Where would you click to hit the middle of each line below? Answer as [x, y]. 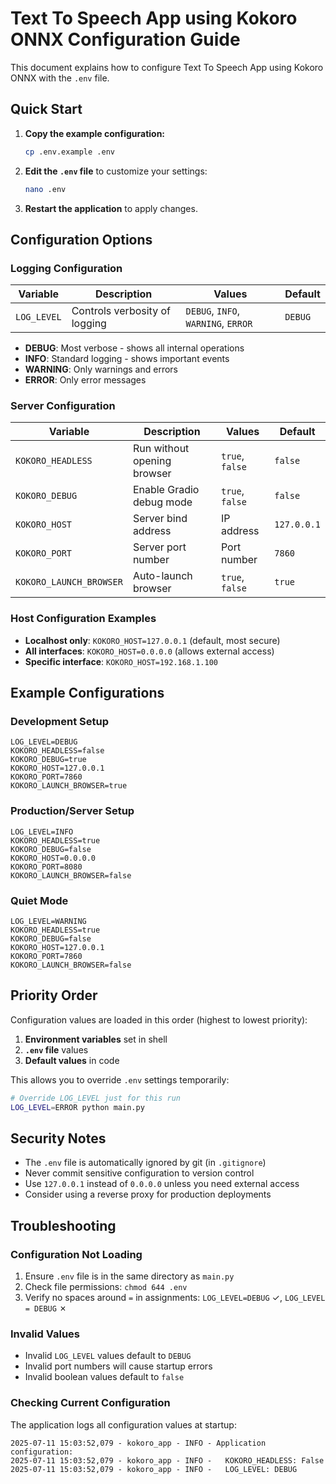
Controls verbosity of [121, 311]
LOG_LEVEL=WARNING [48, 922]
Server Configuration [63, 406]
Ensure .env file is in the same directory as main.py [129, 1276]
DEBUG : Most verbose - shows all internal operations [134, 348]
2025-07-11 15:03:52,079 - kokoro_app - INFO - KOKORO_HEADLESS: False [167, 1460]
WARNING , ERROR [219, 324]
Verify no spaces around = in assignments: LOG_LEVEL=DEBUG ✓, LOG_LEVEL [175, 1298]
